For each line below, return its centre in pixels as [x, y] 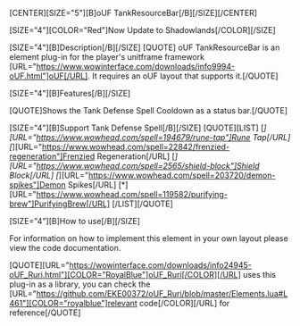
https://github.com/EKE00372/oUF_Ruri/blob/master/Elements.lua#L [162, 293]
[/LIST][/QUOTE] [143, 204]
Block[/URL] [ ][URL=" [49, 175]
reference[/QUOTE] [45, 313]
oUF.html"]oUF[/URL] [49, 76]
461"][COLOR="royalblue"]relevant [74, 303]
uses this [259, 275]
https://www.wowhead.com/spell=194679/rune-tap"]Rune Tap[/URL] [163, 137]
